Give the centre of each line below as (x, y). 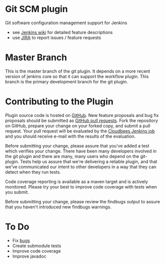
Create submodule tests (37, 246)
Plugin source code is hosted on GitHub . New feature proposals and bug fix (82, 115)
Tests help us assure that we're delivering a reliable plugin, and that (89, 161)
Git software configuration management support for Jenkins (66, 23)
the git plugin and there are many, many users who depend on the (72, 156)
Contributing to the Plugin (59, 102)
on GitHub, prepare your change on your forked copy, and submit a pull (78, 126)
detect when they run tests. (33, 172)
